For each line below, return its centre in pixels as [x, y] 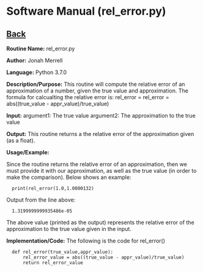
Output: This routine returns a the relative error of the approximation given [100, 134]
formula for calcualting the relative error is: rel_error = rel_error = [88, 97]
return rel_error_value [53, 263]
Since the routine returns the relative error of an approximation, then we [97, 164]
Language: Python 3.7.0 [37, 72]
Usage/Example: [28, 152]
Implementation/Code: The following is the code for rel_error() [86, 241]
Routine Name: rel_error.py [41, 48]
